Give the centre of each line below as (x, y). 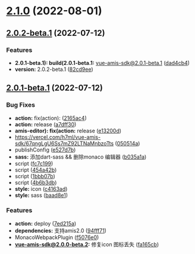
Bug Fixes (21, 105)
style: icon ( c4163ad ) (41, 188)
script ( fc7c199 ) (34, 163)
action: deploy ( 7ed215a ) (45, 223)
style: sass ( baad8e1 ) (41, 195)
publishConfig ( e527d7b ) (45, 150)
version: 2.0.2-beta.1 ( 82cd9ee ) (54, 69)
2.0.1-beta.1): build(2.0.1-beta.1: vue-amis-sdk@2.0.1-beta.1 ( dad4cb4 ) (102, 63)
